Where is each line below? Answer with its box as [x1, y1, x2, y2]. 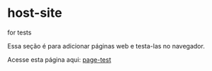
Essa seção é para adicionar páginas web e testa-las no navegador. [7, 41, 206, 50]
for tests [7, 28, 32, 37]
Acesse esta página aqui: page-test [7, 55, 111, 64]
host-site [7, 5, 62, 21]
